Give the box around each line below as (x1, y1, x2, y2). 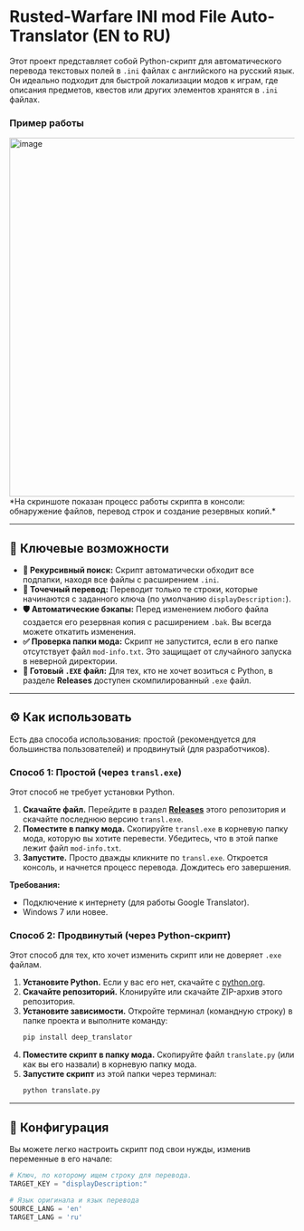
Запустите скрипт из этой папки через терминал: (22, 1069, 217, 1080)
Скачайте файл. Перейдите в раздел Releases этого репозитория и (22, 804, 287, 815)
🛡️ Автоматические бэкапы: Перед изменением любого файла (22, 604, 269, 615)
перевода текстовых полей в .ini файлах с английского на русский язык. (9, 65, 295, 76)
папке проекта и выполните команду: (22, 1015, 168, 1026)
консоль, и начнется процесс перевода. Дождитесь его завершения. (22, 862, 291, 873)
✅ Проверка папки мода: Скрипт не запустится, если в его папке (22, 636, 279, 647)
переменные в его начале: (9, 1153, 113, 1165)
